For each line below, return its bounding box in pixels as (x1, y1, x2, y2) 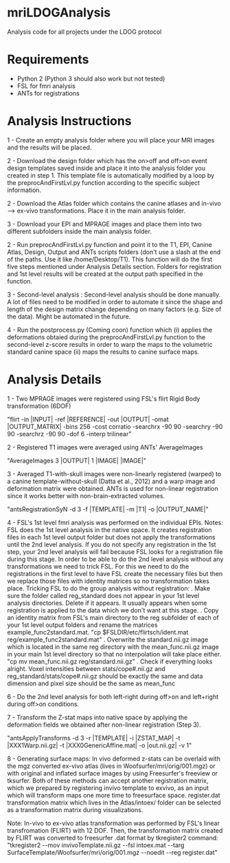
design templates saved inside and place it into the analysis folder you (7, 164, 206, 172)
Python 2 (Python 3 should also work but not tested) (16, 74, 165, 83)
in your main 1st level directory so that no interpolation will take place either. (7, 650, 222, 658)
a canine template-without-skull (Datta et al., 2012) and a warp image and (7, 477, 216, 485)
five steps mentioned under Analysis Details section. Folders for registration (7, 262, 222, 270)
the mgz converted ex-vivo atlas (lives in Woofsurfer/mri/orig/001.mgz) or (7, 762, 216, 770)
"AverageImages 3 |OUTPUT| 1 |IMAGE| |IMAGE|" (7, 456, 146, 465)
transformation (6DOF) (7, 401, 71, 410)
